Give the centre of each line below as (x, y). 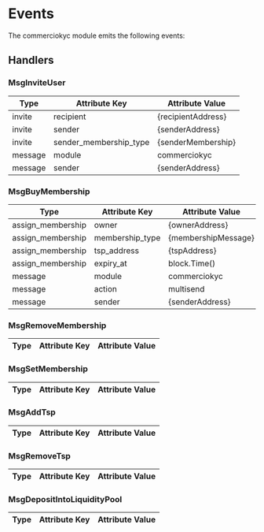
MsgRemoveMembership (57, 326)
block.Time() (192, 263)
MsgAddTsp (32, 412)
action (106, 288)
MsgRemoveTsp (39, 456)
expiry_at (110, 263)
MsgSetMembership (48, 369)
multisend (186, 288)
